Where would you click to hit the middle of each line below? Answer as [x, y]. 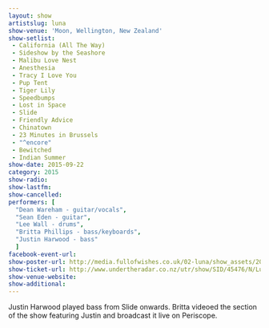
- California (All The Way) [58, 46]
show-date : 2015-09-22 [46, 165]
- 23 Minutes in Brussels [55, 135]
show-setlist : [32, 38]
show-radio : [28, 180]
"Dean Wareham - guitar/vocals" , [71, 209]
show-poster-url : [37, 261]
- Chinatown [32, 128]
